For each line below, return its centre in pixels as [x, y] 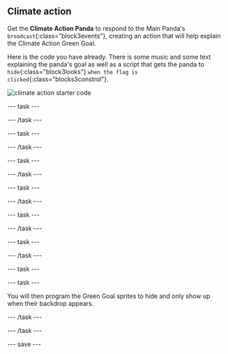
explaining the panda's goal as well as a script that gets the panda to [106, 64]
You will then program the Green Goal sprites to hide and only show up [109, 296]
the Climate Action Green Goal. [52, 43]
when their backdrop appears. [51, 303]
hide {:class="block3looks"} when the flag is [73, 71]
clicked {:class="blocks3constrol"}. [58, 79]
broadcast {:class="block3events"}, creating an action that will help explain [114, 36]
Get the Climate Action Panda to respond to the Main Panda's [97, 28]
